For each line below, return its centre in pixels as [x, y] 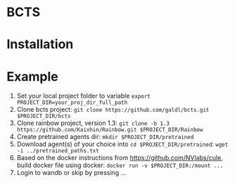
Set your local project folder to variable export [83, 96]
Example [32, 76]
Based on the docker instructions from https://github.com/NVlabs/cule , [120, 158]
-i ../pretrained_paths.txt [58, 151]
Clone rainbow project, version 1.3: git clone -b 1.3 [93, 123]
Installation [40, 45]
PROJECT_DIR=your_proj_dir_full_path [72, 103]
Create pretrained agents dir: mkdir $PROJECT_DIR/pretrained [105, 137]
